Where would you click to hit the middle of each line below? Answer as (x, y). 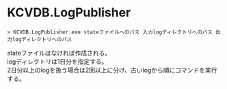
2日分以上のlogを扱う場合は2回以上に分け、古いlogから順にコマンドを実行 (112, 70)
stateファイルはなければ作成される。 (59, 53)
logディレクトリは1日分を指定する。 (57, 61)
